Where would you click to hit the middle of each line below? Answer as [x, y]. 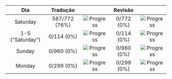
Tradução [63, 10]
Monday [26, 66]
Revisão [124, 10]
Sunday [25, 51]
